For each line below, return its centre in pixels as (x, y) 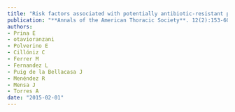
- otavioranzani (31, 40)
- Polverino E (28, 46)
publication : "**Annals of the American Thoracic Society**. (98, 20)
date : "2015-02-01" (36, 98)
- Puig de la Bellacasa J (45, 72)
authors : (20, 26)
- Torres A (23, 91)
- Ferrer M (23, 59)
